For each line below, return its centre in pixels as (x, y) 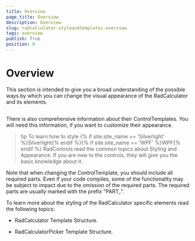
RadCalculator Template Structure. (56, 220)
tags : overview (25, 33)
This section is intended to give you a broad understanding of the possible (96, 89)
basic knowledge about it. (52, 161)
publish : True (23, 39)
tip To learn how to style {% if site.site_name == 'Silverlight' (93, 137)
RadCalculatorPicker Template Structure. (64, 232)
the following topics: (30, 209)
